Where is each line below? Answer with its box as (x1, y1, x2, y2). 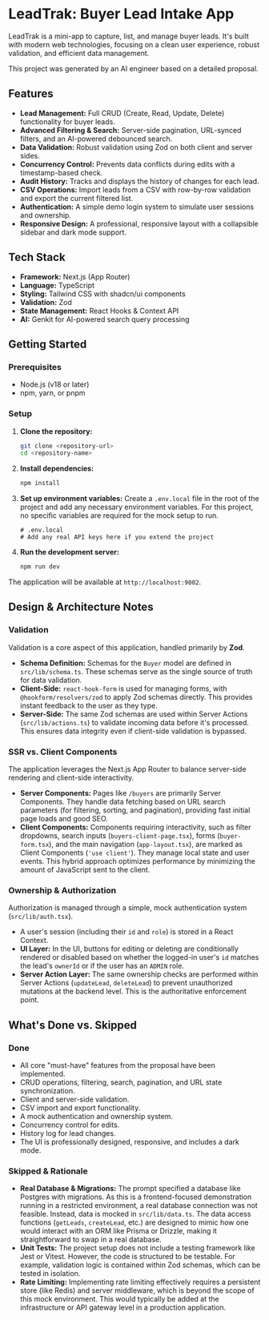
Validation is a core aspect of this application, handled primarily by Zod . (8, 642, 246, 652)
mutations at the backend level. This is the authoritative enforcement (19, 986, 247, 997)
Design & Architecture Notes (8, 600, 154, 614)
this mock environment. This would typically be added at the (19, 1294, 219, 1304)
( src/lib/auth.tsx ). (8, 912, 74, 921)
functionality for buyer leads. (19, 117, 116, 126)
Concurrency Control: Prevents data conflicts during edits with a (19, 159, 235, 169)
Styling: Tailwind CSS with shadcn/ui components (19, 289, 186, 299)
